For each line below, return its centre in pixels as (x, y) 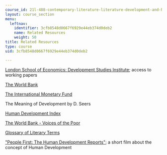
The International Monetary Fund (39, 94)
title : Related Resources (32, 42)
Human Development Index (33, 113)
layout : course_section (30, 14)
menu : (11, 19)
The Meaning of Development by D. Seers (48, 103)
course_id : (16, 10)
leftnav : (19, 24)
